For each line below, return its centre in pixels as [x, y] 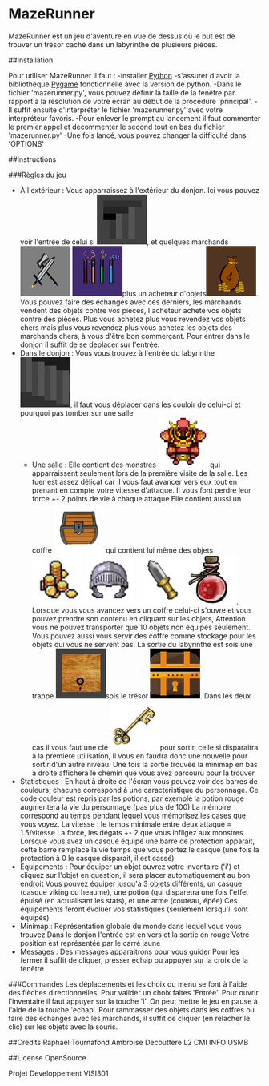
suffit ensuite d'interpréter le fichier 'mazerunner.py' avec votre [118, 110]
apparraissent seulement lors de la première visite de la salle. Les [140, 473]
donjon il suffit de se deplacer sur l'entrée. [90, 344]
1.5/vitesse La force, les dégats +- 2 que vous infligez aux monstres [132, 832]
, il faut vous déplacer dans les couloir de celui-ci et [155, 404]
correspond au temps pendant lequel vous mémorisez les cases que [133, 815]
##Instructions [32, 159]
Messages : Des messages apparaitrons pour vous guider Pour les [130, 951]
